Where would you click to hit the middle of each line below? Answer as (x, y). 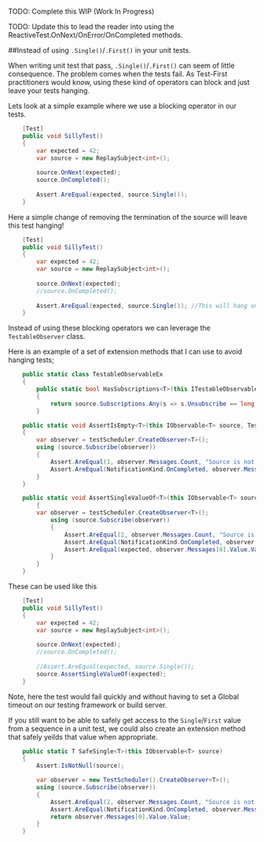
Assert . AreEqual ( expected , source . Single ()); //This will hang (142, 306)
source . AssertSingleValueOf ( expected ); (102, 674)
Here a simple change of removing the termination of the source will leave (128, 217)
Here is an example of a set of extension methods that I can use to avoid (125, 352)
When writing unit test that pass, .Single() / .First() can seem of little (121, 65)
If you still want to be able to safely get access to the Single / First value (125, 720)
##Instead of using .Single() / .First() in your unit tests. (99, 50)
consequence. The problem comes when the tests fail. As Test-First (118, 74)
